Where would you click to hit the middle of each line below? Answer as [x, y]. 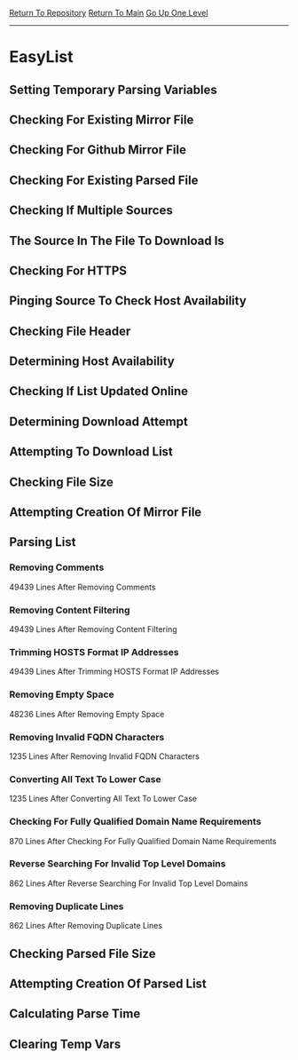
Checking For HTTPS [68, 270]
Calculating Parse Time [75, 1014]
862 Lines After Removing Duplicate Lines [86, 926]
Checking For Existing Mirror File [102, 119]
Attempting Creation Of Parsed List [108, 983]
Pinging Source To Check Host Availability [128, 301]
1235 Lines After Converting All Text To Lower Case [103, 799]
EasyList [41, 57]
